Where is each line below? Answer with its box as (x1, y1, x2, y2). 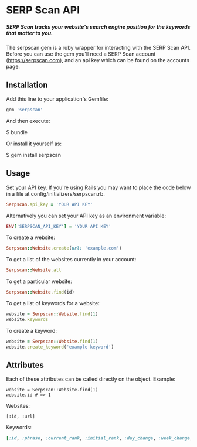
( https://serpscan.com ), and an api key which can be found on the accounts (6, 57, 189, 64)
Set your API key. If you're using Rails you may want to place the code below (6, 184, 191, 191)
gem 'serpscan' (6, 107, 43, 112)
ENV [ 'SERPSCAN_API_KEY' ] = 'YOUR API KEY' (6, 223, 111, 229)
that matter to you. (6, 29, 53, 36)
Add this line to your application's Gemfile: (6, 95, 108, 103)
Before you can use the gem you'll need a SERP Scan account (6, 50, 156, 57)
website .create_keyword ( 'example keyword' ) (6, 344, 114, 350)
